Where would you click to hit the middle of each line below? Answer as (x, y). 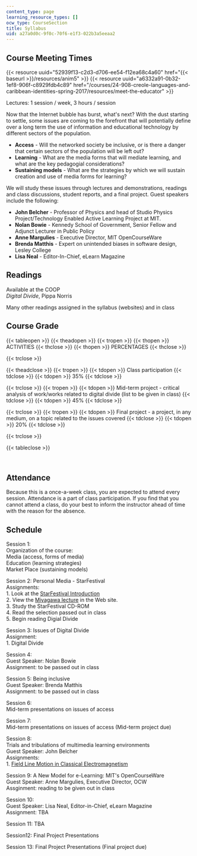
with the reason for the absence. (46, 511)
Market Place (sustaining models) (47, 570)
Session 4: (19, 655)
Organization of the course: (40, 551)
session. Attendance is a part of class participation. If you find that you (93, 498)
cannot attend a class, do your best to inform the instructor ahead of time (96, 505)
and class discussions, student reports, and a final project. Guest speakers (97, 194)
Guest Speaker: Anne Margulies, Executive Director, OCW (77, 782)
